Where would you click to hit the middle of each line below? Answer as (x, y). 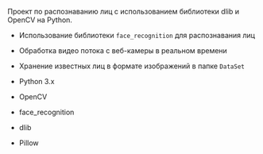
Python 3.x (37, 81)
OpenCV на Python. (40, 20)
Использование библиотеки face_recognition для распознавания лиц (137, 35)
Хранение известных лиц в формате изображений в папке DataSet (132, 66)
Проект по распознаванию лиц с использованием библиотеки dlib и (124, 12)
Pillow (29, 143)
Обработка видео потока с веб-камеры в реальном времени (123, 50)
